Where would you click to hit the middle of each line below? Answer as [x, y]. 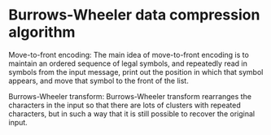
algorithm [42, 32]
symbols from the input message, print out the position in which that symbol [136, 72]
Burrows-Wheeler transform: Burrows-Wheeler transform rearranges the [130, 96]
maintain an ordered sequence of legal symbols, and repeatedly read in [128, 63]
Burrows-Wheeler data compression [134, 15]
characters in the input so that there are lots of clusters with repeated [125, 105]
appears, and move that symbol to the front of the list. [98, 81]
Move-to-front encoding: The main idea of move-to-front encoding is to [129, 54]
